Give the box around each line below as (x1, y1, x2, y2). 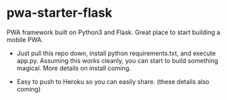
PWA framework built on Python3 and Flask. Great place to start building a (6, 28, 221, 36)
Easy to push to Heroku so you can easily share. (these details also (16, 77, 210, 85)
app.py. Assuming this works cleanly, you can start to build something (16, 56, 219, 64)
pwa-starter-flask (6, 5, 112, 21)
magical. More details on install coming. (16, 64, 131, 72)
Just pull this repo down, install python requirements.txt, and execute (16, 49, 216, 57)
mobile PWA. (6, 35, 43, 43)
